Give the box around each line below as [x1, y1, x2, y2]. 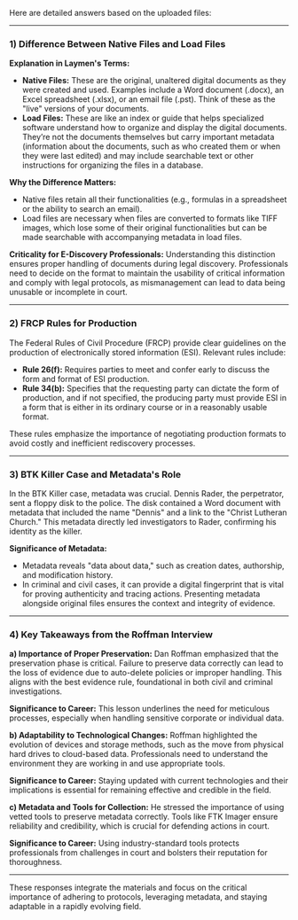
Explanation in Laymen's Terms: [9, 58, 130, 69]
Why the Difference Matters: [9, 177, 117, 188]
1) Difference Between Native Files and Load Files [9, 37, 226, 50]
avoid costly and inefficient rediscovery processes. [9, 438, 196, 448]
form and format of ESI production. [21, 373, 150, 384]
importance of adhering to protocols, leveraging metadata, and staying [9, 892, 268, 902]
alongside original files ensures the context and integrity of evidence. [21, 597, 276, 608]
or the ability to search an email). [21, 204, 143, 214]
